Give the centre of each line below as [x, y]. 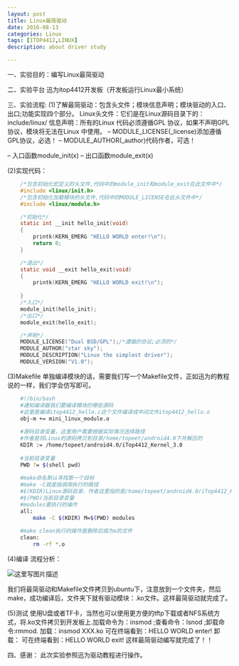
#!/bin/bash [38, 399]
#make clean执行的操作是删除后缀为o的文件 [76, 531]
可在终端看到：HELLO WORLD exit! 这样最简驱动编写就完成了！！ [117, 640]
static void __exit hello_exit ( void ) [76, 269]
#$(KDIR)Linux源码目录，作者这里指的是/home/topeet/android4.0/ [111, 491]
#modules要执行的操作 [49, 504]
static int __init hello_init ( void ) [75, 224]
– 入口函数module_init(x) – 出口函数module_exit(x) [80, 155]
